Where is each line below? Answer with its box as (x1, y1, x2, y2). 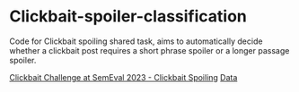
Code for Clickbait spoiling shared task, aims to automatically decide (9, 36, 263, 46)
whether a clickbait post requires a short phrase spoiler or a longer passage (9, 45, 290, 55)
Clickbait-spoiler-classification (9, 6, 247, 27)
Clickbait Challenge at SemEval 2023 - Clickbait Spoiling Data (9, 71, 238, 82)
